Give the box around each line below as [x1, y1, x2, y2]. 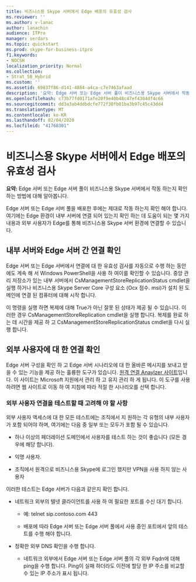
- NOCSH [6, 57, 25, 63]
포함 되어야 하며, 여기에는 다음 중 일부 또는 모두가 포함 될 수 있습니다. [12, 421, 170, 428]
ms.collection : [6, 69, 43, 74]
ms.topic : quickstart [6, 42, 59, 47]
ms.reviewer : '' [6, 14, 46, 20]
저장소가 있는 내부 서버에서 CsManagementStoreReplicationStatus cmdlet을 [12, 276, 190, 284]
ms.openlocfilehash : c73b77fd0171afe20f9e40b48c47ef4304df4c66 [6, 95, 164, 101]
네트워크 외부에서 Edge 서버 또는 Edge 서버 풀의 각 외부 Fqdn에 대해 [23, 554, 180, 562]
